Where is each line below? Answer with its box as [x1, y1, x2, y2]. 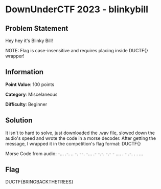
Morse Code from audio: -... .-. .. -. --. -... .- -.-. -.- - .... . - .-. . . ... [5, 150, 143, 157]
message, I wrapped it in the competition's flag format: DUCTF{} [5, 140, 142, 146]
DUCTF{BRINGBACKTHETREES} [5, 179, 74, 185]
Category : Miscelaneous [5, 91, 58, 97]
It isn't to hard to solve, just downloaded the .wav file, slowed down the [5, 130, 155, 136]
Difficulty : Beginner [5, 101, 48, 107]
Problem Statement [5, 24, 68, 33]
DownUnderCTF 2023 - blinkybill [5, 4, 149, 15]
